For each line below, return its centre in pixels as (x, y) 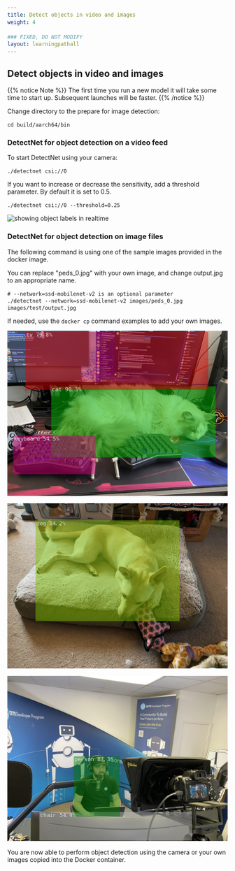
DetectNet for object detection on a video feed (88, 142)
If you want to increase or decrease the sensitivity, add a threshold (104, 185)
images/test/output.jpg (42, 308)
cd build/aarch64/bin (39, 125)
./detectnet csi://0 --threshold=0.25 (64, 206)
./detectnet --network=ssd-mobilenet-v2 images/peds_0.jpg (95, 301)
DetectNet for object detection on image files (85, 236)
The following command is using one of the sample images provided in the (115, 252)
